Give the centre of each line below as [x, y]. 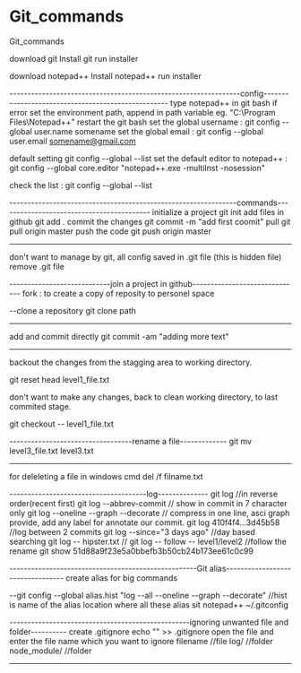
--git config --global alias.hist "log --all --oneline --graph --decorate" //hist [149, 595]
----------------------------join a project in [88, 283]
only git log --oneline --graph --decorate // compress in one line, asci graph [150, 513]
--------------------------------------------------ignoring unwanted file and [149, 622]
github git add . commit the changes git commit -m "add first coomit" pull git [150, 221]
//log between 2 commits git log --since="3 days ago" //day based [132, 531]
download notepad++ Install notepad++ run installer [105, 76]
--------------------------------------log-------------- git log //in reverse [144, 494]
